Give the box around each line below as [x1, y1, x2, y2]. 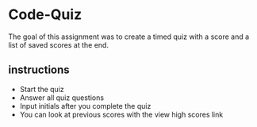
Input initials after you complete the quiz [19, 101, 152, 110]
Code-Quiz [8, 6, 82, 24]
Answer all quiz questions [19, 93, 105, 102]
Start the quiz [19, 84, 65, 94]
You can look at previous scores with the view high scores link [19, 110, 224, 119]
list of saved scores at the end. [8, 40, 109, 49]
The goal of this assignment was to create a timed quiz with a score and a [8, 32, 250, 41]
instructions [8, 63, 70, 77]
